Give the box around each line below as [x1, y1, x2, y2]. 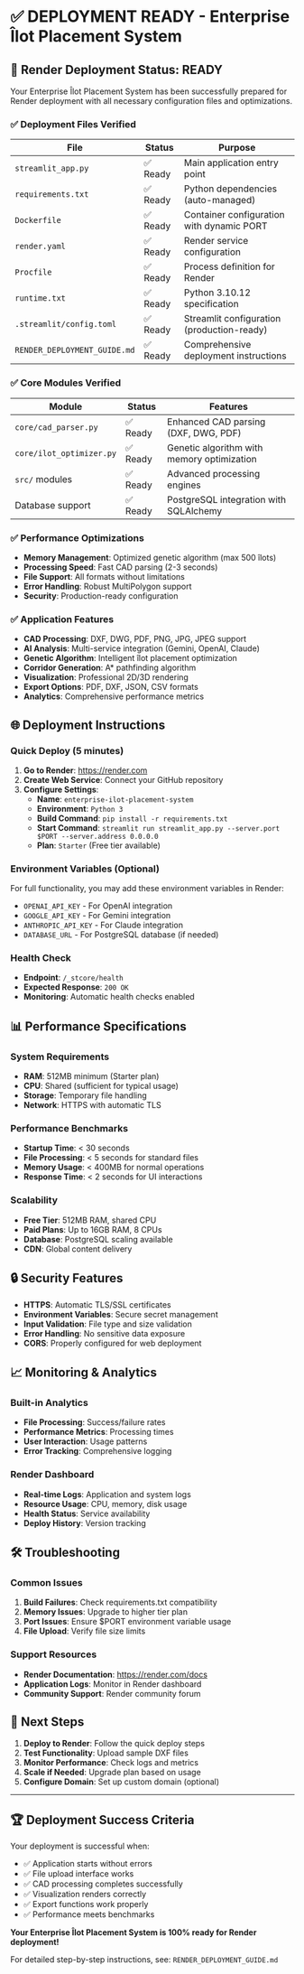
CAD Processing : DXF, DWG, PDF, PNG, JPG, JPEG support [23, 634, 247, 645]
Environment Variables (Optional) [10, 862, 161, 875]
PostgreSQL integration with [167, 493, 287, 506]
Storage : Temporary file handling [23, 1090, 147, 1101]
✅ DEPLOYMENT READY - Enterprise [10, 6, 290, 27]
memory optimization [167, 452, 257, 465]
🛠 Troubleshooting [10, 1544, 121, 1560]
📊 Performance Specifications [10, 1019, 188, 1034]
